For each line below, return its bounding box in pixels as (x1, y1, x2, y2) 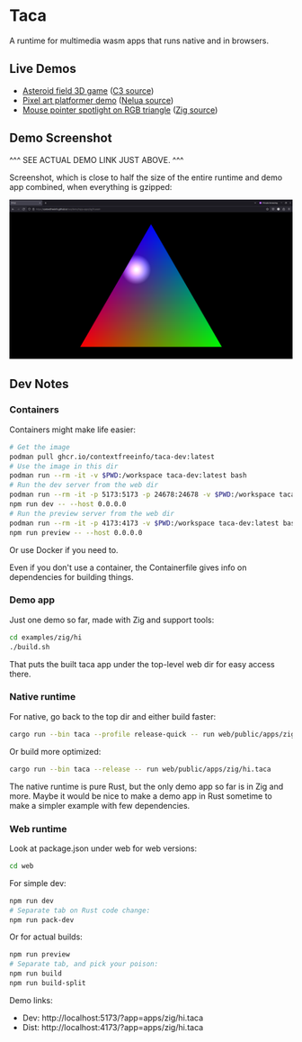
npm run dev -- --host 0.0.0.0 (9, 500, 127, 509)
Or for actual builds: (9, 931, 83, 942)
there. (9, 668, 31, 679)
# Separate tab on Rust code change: (9, 906, 151, 915)
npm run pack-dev (9, 915, 75, 924)
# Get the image (9, 442, 70, 451)
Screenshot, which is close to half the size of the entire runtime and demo (9, 172, 283, 183)
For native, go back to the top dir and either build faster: (9, 711, 217, 721)
